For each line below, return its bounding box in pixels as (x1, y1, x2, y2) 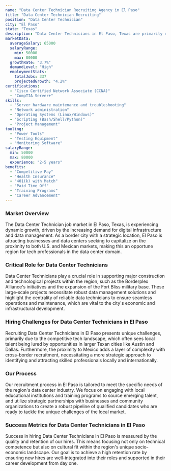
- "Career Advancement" (10, 193, 60, 198)
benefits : (5, 164, 26, 169)
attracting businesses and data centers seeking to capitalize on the (5, 238, 146, 244)
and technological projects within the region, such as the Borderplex (5, 278, 149, 284)
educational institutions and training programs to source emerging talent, (5, 392, 158, 398)
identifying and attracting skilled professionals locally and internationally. (5, 357, 158, 363)
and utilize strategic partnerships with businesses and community (5, 397, 144, 404)
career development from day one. (5, 460, 78, 466)
